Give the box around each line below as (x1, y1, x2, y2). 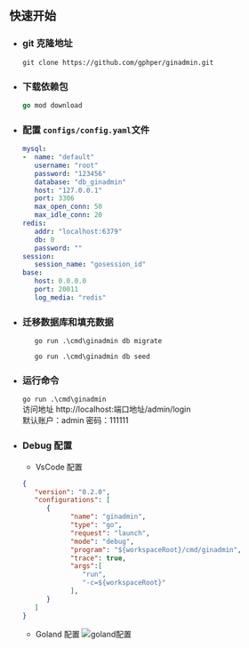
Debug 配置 (21, 439, 73, 452)
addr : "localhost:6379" (34, 227, 123, 236)
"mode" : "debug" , (69, 537, 135, 546)
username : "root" (34, 161, 99, 170)
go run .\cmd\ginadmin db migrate (34, 337, 163, 346)
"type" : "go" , (69, 521, 123, 530)
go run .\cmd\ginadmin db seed (34, 352, 150, 362)
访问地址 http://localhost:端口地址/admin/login (21, 404, 191, 415)
